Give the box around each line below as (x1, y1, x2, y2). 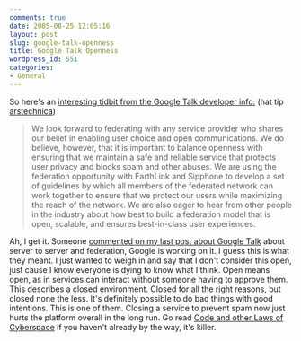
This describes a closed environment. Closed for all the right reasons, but (9, 284, 281, 294)
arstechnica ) (9, 105, 57, 117)
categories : (9, 64, 54, 73)
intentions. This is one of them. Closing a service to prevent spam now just (9, 302, 286, 313)
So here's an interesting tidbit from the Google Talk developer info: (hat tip (9, 96, 285, 107)
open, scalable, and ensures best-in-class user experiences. (31, 218, 256, 229)
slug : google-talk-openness (9, 38, 115, 48)
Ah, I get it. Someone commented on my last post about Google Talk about (9, 235, 285, 247)
